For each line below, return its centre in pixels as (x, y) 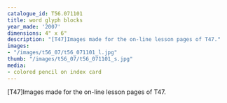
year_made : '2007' (34, 26)
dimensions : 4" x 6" (37, 33)
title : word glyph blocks (45, 20)
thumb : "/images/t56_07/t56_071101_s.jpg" (70, 59)
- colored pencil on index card (54, 72)
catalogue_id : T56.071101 (45, 14)
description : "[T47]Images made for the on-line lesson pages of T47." (114, 40)
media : (17, 65)
